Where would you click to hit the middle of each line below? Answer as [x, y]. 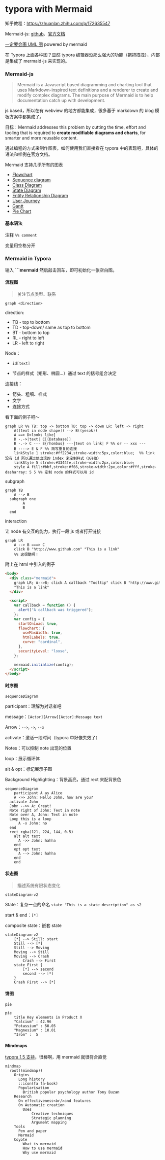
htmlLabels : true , [41, 637]
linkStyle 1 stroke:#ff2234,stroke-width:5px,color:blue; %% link [84, 453]
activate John [24, 802]
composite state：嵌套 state [33, 925]
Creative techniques [52, 1114]
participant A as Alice [38, 793]
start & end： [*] [22, 915]
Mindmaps [16, 1045]
